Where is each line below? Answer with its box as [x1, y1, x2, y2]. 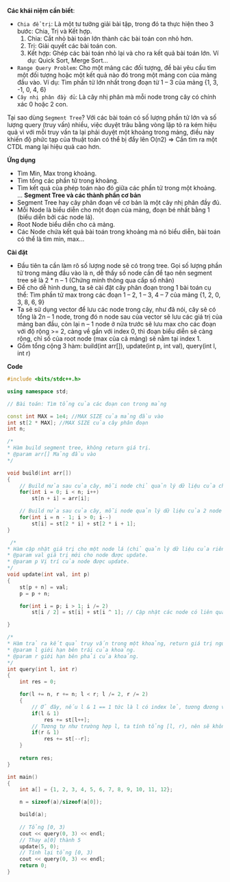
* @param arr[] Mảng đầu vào [7, 451, 97, 457]
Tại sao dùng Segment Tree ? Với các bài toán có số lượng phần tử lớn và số [7, 113, 217, 122]
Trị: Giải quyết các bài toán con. [27, 42, 118, 49]
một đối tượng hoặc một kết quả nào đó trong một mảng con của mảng [16, 71, 217, 79]
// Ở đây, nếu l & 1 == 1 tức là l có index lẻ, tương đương [31, 703, 219, 710]
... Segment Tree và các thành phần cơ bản [16, 191, 142, 199]
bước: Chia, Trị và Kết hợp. [16, 27, 92, 35]
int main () [7, 773, 38, 780]
